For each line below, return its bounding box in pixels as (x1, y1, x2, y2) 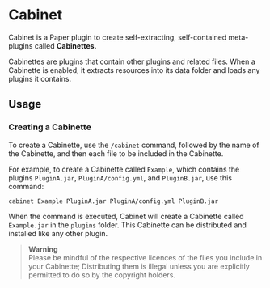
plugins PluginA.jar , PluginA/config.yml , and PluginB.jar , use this (8, 172, 233, 183)
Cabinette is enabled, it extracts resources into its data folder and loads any (8, 65, 260, 74)
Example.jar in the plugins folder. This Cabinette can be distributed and (8, 220, 247, 230)
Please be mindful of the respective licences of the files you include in (27, 252, 263, 262)
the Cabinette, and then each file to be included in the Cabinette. (8, 148, 224, 159)
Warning (27, 244, 58, 254)
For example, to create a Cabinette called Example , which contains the (8, 164, 240, 174)
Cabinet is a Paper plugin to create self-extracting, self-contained (8, 32, 227, 42)
